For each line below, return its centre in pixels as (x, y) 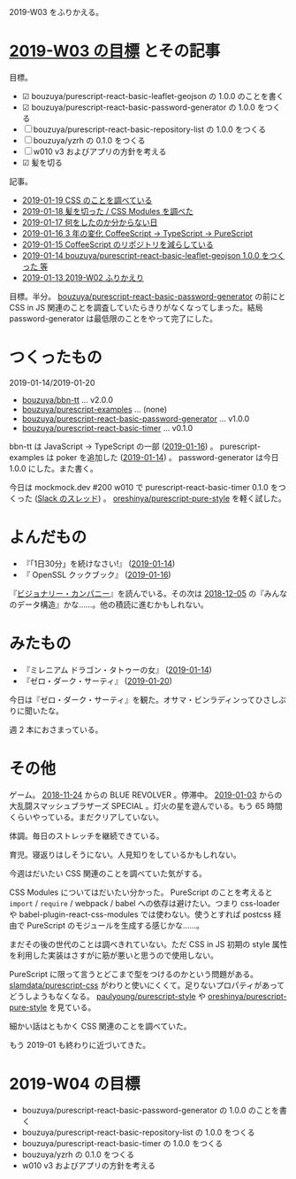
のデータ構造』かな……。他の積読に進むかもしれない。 (109, 605)
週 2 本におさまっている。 (56, 729)
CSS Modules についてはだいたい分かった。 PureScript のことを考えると (141, 892)
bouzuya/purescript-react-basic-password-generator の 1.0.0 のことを (151, 1110)
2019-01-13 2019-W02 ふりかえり (83, 277)
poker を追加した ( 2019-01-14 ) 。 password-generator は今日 (167, 457)
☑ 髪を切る (42, 162)
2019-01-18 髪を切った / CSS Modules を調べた (108, 211)
